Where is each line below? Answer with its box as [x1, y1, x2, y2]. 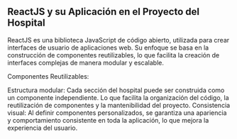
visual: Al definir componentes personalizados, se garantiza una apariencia [7, 109, 227, 117]
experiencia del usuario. [7, 123, 78, 132]
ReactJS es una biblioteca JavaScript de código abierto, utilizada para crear [7, 35, 230, 44]
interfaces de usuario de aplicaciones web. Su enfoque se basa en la [7, 43, 209, 52]
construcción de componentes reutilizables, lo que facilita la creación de [7, 50, 220, 59]
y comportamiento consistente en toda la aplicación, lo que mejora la [7, 116, 209, 124]
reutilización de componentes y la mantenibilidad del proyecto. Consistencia [7, 101, 231, 109]
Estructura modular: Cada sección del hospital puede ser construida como [7, 86, 225, 94]
